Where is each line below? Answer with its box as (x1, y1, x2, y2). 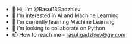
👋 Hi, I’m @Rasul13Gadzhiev (11, 6, 81, 12)
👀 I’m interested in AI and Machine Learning (11, 12, 119, 19)
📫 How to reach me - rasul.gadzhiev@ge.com (11, 32, 126, 38)
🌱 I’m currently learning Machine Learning (11, 18, 115, 25)
